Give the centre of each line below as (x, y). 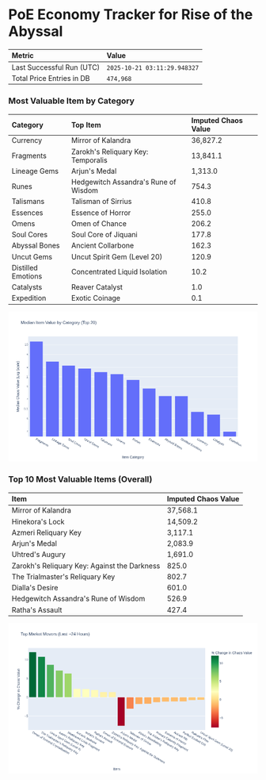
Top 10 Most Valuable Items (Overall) (80, 479)
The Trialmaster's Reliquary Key (63, 576)
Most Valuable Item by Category (71, 101)
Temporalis (89, 159)
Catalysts (27, 287)
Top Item (86, 125)
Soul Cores (30, 235)
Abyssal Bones (36, 246)
